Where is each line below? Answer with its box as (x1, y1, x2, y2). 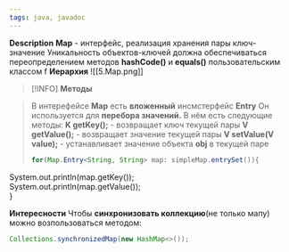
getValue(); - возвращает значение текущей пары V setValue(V (30, 128, 275, 139)
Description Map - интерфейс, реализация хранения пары (9, 37, 231, 48)
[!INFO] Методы (30, 83, 93, 93)
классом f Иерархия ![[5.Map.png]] (9, 66, 144, 77)
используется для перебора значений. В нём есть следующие (30, 110, 273, 120)
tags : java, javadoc (9, 12, 87, 22)
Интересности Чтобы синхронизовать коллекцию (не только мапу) (9, 207, 270, 218)
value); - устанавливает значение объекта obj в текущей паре (30, 138, 269, 149)
